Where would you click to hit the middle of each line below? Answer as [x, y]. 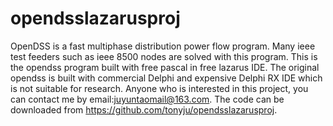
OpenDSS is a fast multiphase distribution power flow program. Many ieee [163, 46]
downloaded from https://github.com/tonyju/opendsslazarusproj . [144, 109]
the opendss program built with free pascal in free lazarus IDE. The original [165, 67]
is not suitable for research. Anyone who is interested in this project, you [159, 88]
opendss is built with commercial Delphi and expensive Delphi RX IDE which [166, 78]
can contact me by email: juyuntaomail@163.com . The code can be [147, 99]
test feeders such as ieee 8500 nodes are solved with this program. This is [164, 56]
